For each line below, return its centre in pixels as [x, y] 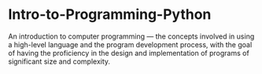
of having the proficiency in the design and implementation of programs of [129, 53]
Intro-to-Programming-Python [110, 15]
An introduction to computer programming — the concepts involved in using [131, 36]
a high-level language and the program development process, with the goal [130, 44]
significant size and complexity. [59, 61]
